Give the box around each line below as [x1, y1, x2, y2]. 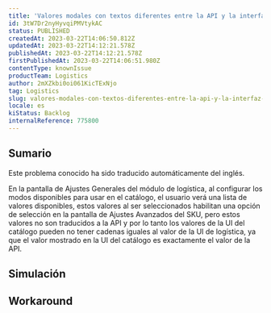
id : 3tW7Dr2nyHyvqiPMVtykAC [8, 19, 103, 27]
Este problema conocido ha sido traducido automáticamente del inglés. [8, 168, 245, 177]
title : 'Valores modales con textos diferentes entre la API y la [8, 11, 236, 20]
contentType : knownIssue [8, 65, 92, 73]
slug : [8, 94, 27, 102]
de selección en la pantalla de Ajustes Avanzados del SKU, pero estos [8, 209, 240, 219]
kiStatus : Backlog [8, 110, 70, 118]
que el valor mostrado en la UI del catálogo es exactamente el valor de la [8, 235, 251, 244]
